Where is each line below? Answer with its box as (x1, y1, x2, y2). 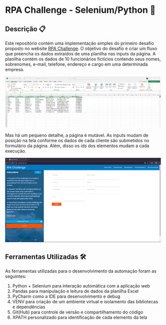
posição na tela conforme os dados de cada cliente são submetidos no (5, 138, 150, 144)
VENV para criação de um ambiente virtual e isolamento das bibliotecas (12, 299, 159, 304)
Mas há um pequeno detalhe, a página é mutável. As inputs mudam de (5, 132, 149, 138)
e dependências (12, 304, 45, 310)
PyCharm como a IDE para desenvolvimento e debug (12, 293, 121, 299)
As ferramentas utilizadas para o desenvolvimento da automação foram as (5, 268, 157, 274)
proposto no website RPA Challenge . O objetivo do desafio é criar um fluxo (5, 45, 157, 51)
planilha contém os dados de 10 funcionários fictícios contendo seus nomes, (5, 56, 161, 62)
